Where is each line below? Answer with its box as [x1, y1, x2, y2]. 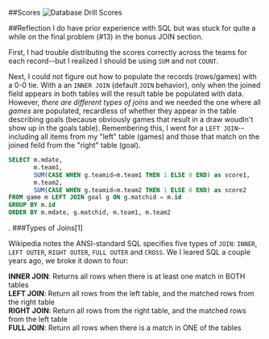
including [8, 132, 39, 141]
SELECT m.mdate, [8, 156, 63, 164]
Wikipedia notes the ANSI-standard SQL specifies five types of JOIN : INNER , [8, 239, 258, 248]
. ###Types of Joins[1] [8, 223, 83, 232]
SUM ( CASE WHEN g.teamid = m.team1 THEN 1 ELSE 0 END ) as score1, [33, 170, 250, 179]
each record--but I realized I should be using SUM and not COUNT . [8, 56, 219, 65]
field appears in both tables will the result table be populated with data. [8, 89, 244, 98]
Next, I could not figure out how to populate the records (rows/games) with [8, 72, 257, 81]
